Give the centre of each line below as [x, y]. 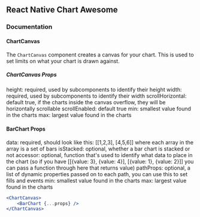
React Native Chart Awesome [62, 10]
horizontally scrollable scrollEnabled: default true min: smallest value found [99, 109]
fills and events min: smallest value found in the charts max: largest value [96, 180]
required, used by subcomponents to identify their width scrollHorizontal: [96, 96]
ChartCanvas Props [31, 75]
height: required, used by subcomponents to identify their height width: [94, 90]
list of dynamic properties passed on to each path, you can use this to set [97, 174]
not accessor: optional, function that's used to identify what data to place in [99, 155]
